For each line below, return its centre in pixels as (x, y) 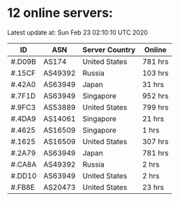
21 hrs (153, 119)
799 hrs (155, 107)
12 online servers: (60, 13)
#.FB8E (23, 187)
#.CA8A (24, 164)
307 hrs (155, 141)
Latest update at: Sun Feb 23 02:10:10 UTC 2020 (78, 32)
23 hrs (153, 187)
